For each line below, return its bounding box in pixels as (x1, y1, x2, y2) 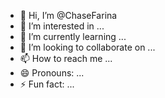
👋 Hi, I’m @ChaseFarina (19, 10, 118, 21)
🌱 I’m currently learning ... (19, 31, 127, 42)
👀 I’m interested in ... (19, 20, 105, 32)
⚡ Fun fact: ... (19, 78, 75, 90)
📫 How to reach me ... (19, 53, 113, 64)
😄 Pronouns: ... (19, 67, 85, 79)
